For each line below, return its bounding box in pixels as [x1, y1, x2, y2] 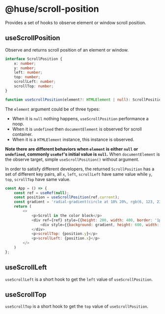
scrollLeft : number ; [14, 79, 56, 84]
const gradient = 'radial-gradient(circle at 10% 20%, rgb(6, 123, [14, 200, 155, 205]
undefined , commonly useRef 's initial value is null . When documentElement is [5, 151, 160, 157]
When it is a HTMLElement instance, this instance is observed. [12, 136, 134, 142]
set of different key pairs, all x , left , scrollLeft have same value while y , [5, 171, 153, 177]
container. [12, 131, 33, 137]
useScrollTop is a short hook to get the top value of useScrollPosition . [5, 303, 149, 310]
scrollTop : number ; [14, 84, 54, 89]
